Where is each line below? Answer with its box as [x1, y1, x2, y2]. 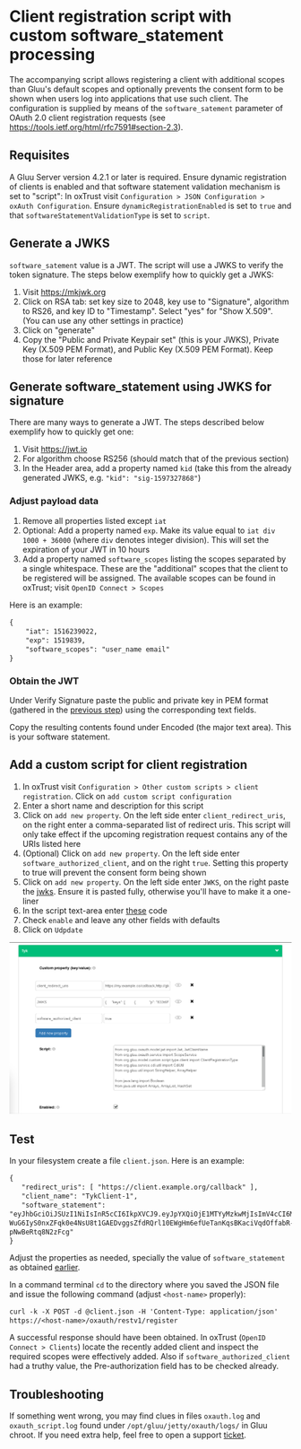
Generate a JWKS [9, 236, 110, 251]
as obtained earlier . [9, 1262, 81, 1273]
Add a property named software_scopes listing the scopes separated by [21, 554, 287, 564]
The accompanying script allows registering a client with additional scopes [9, 74, 285, 84]
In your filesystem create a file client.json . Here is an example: [9, 1156, 245, 1166]
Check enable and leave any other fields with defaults [21, 914, 220, 925]
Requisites [9, 148, 70, 163]
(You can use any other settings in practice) [21, 315, 184, 326]
